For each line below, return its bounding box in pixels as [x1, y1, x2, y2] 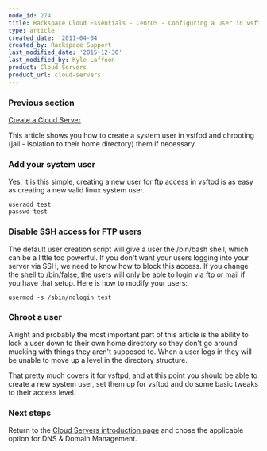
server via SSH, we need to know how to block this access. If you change [8, 261, 249, 270]
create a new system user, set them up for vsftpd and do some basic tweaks [8, 379, 259, 388]
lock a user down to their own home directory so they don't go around [8, 338, 238, 348]
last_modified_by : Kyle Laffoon [8, 56, 115, 64]
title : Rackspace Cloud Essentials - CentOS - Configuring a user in [8, 19, 244, 27]
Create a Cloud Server [8, 115, 82, 124]
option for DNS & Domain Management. [8, 434, 137, 444]
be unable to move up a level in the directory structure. [8, 355, 188, 364]
